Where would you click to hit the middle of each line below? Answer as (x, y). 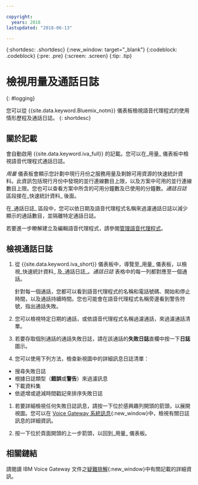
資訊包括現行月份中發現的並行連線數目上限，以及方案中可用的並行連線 (107, 181)
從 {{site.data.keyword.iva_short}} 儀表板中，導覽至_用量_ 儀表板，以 (98, 264)
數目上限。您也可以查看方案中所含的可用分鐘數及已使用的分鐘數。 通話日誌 (96, 188)
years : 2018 (26, 22)
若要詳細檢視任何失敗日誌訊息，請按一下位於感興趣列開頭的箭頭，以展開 (102, 406)
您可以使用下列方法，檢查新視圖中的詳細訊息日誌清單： (82, 359)
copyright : (19, 17)
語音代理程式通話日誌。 (39, 161)
